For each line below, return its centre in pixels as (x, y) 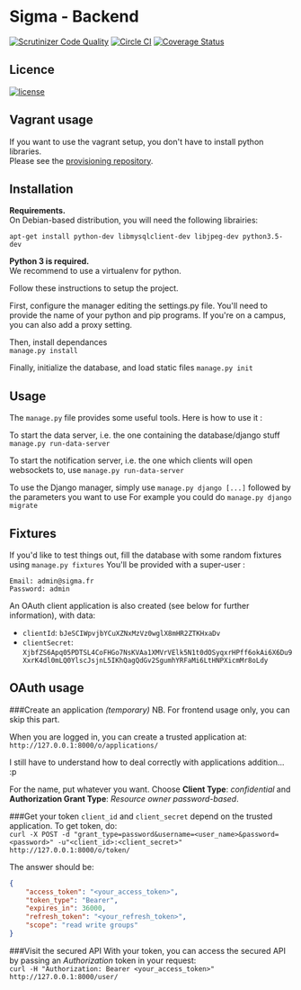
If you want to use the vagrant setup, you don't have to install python (137, 141)
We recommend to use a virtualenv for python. (95, 271)
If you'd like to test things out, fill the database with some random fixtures (146, 555)
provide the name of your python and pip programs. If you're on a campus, (147, 315)
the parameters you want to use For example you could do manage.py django (150, 497)
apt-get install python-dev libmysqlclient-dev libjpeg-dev (124, 237)
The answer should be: (52, 867)
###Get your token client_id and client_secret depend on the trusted (141, 816)
